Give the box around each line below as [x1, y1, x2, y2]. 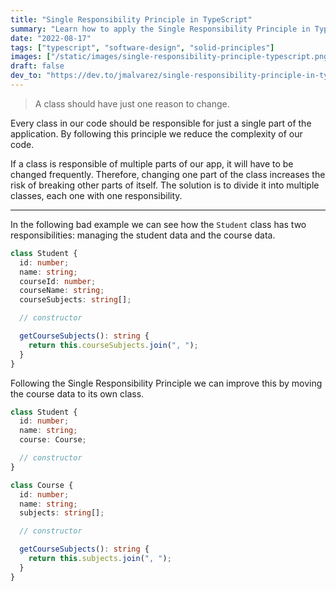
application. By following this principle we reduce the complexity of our [10, 127, 303, 140]
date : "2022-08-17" [10, 33, 92, 43]
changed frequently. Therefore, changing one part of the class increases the [10, 168, 326, 180]
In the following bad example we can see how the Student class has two [10, 218, 307, 230]
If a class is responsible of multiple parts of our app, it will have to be [10, 157, 294, 170]
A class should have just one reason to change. [34, 97, 230, 110]
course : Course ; [19, 435, 87, 445]
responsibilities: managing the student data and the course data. [10, 229, 276, 241]
